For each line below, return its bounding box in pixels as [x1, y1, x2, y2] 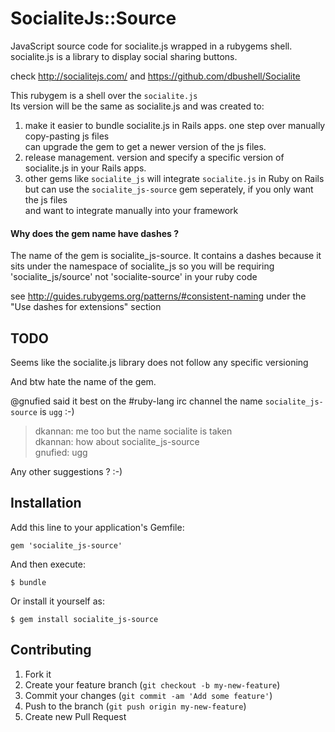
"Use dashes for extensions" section [10, 301, 162, 313]
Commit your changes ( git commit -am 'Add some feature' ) [24, 689, 273, 701]
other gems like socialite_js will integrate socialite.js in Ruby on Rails [24, 172, 325, 184]
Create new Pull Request [24, 710, 127, 722]
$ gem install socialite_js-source [10, 614, 159, 624]
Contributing [10, 642, 92, 659]
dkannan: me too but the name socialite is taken [34, 425, 233, 437]
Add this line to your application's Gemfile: [10, 521, 185, 533]
